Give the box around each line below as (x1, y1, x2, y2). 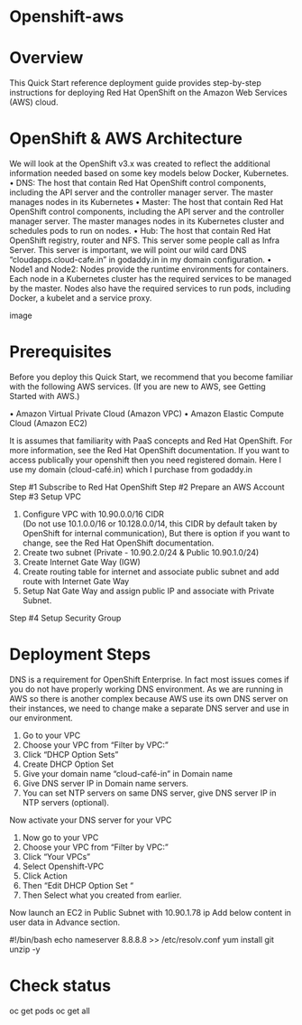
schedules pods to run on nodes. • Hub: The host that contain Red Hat (9, 226, 271, 237)
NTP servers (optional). (22, 797, 110, 807)
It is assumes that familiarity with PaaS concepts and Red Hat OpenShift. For (9, 435, 293, 446)
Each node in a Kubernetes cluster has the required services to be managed (9, 274, 292, 284)
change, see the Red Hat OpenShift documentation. (22, 537, 215, 548)
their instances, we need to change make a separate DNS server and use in (9, 703, 290, 713)
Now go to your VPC (22, 832, 99, 843)
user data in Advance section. (9, 917, 121, 927)
